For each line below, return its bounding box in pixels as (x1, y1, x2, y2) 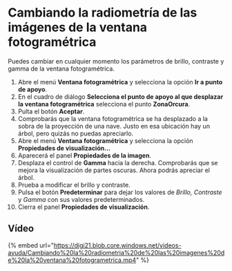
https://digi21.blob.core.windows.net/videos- (53, 241, 182, 250)
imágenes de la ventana (8, 19, 148, 35)
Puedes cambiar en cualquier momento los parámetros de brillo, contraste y (8, 57, 224, 65)
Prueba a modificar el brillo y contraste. (17, 180, 130, 189)
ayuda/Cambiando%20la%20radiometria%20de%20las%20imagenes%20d (8, 248, 225, 256)
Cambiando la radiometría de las (8, 5, 197, 21)
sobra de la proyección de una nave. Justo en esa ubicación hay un (17, 122, 210, 130)
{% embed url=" (8, 241, 55, 250)
